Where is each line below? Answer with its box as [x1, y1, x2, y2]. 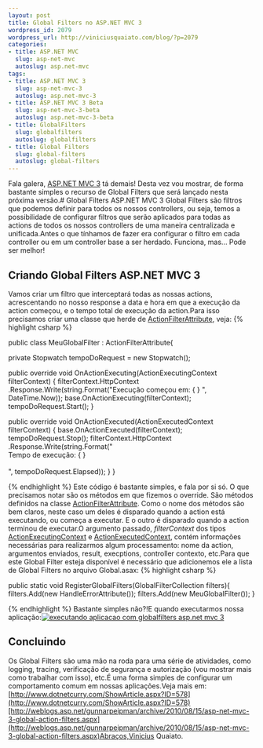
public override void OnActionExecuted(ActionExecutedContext [8, 417, 214, 426]
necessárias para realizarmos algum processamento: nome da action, [8, 540, 234, 549]
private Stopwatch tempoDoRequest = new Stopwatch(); [8, 352, 191, 362]
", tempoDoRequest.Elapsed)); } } [8, 466, 116, 476]
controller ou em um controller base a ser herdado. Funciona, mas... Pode [8, 237, 247, 247]
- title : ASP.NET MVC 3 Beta [8, 99, 104, 107]
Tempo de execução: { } [8, 450, 86, 459]
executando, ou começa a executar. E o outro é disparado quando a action [8, 515, 250, 524]
